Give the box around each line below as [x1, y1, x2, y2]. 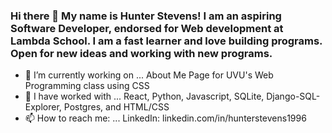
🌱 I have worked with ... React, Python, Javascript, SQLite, [24, 90, 265, 103]
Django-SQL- [266, 90, 321, 103]
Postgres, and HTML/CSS [63, 101, 170, 113]
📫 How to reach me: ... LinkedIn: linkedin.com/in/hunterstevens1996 [24, 112, 307, 124]
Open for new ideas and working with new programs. [10, 46, 273, 60]
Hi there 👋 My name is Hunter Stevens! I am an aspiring [10, 9, 282, 23]
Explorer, [24, 101, 62, 113]
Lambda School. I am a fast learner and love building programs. [10, 34, 323, 48]
